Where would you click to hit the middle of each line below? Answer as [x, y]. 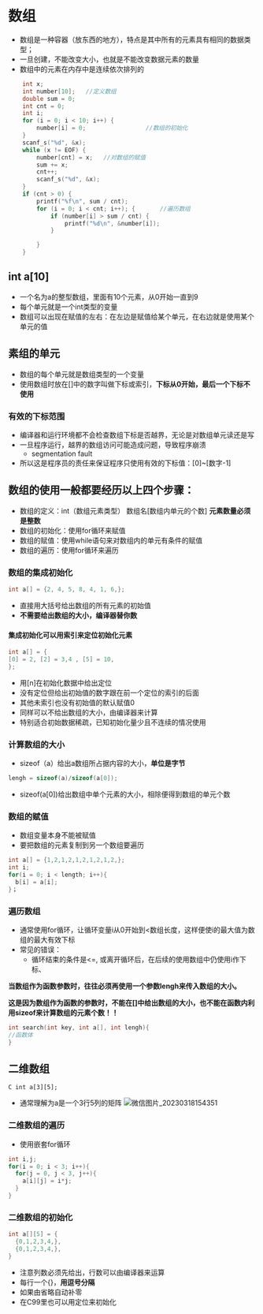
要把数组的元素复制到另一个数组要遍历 [81, 846]
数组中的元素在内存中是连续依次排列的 [81, 69]
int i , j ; [22, 1159]
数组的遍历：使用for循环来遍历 [69, 550]
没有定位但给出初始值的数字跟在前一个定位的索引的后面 [109, 692]
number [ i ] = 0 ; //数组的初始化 [112, 128]
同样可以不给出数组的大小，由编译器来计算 [89, 712]
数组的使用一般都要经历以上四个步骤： [101, 490]
